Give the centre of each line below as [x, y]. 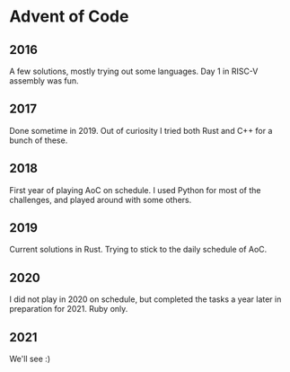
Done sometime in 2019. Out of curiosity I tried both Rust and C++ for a [141, 130]
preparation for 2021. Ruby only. [69, 309]
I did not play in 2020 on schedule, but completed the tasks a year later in [145, 299]
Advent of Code [69, 17]
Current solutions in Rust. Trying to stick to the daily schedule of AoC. [138, 250]
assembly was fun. [44, 81]
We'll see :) [30, 359]
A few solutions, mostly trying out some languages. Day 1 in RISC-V [134, 71]
